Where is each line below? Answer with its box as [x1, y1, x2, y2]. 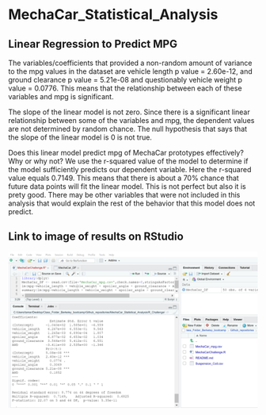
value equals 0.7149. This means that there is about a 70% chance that [8, 173, 239, 183]
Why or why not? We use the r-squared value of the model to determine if [8, 156, 249, 166]
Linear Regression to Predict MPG [8, 37, 178, 51]
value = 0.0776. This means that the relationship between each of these [8, 83, 243, 93]
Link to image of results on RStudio [8, 230, 184, 244]
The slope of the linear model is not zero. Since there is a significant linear [8, 107, 251, 117]
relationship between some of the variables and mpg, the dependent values [8, 116, 255, 125]
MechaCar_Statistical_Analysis [8, 6, 218, 24]
